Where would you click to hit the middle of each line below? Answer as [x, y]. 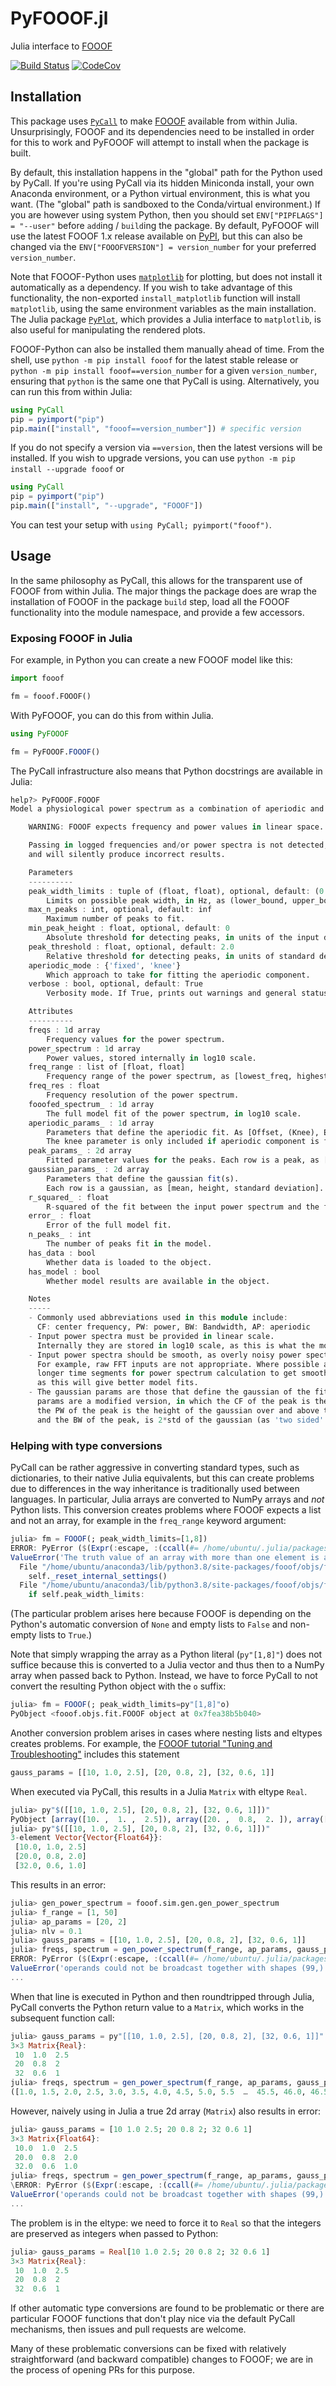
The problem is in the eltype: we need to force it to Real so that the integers [166, 2223]
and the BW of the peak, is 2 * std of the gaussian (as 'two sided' [180, 1420]
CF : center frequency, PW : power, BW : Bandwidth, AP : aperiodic [173, 1327]
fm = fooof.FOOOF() [51, 696]
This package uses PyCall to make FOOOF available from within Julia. [154, 121]
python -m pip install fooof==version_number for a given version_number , [164, 370]
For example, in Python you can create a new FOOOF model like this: [151, 660]
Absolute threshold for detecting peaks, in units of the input [183, 938]
